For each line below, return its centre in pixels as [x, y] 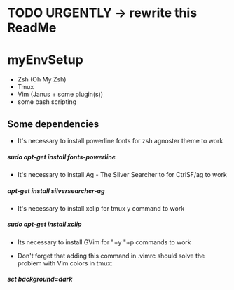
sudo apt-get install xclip [44, 224]
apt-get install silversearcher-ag [56, 190]
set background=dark [40, 279]
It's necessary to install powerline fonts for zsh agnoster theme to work [120, 140]
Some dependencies [53, 124]
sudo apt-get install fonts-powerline [61, 157]
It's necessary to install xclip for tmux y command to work [101, 208]
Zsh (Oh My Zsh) [42, 79]
